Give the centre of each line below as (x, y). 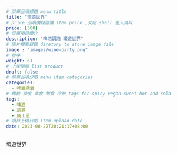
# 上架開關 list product (35, 66)
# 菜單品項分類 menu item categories (49, 77)
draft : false (22, 72)
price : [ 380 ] (22, 28)
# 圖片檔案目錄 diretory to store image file (60, 45)
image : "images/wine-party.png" (47, 50)
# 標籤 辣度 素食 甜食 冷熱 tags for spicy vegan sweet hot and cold (89, 94)
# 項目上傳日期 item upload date (44, 121)
